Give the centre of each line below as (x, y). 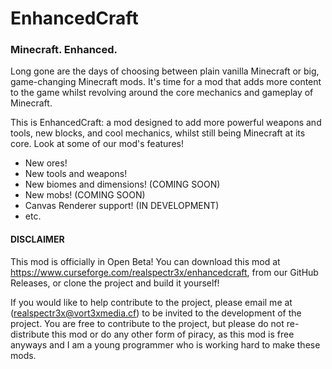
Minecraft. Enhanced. (64, 50)
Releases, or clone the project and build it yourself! (115, 283)
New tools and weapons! (76, 174)
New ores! (46, 163)
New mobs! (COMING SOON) (85, 195)
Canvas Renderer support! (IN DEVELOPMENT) (122, 206)
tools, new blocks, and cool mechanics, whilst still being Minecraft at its (158, 133)
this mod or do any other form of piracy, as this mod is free (173, 334)
